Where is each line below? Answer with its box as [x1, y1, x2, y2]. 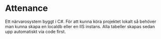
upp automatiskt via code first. [5, 29, 66, 34]
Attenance [5, 3, 48, 14]
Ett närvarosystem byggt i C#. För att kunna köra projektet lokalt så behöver [5, 19, 157, 24]
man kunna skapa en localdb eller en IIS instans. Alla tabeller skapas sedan [5, 23, 155, 29]
